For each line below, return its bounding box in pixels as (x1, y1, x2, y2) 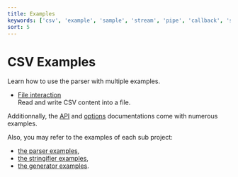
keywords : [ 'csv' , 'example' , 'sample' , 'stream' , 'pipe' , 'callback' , (7, 17, 224, 24)
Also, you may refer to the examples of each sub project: (7, 133, 174, 142)
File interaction (17, 91, 62, 99)
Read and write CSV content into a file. (17, 98, 131, 106)
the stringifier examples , (17, 154, 89, 163)
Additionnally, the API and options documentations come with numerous (7, 112, 218, 121)
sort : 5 (7, 23, 30, 30)
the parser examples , (17, 147, 80, 155)
